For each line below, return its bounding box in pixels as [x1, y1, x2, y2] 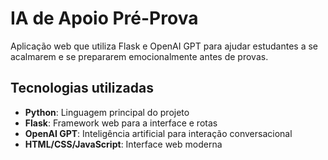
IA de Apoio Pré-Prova [10, 7, 199, 30]
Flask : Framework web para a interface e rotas [24, 117, 218, 129]
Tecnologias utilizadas [10, 80, 154, 97]
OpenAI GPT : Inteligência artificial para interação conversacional [24, 127, 293, 139]
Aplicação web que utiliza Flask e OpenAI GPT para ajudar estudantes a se [10, 40, 318, 52]
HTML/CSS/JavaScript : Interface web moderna [24, 138, 223, 150]
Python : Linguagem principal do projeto [24, 106, 190, 118]
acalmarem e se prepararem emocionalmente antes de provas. [10, 50, 269, 62]
